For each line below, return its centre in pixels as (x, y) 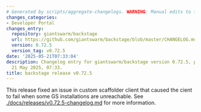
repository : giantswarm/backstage (54, 34)
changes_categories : (32, 17)
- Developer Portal (31, 23)
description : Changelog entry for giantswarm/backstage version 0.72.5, (99, 62)
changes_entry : (25, 28)
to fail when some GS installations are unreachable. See (75, 96)
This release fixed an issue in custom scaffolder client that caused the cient (99, 90)
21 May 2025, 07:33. (37, 67)
